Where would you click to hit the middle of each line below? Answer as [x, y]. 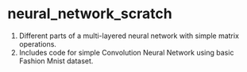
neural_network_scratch [90, 14]
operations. [38, 44]
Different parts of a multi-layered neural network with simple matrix [129, 36]
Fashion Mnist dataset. [56, 61]
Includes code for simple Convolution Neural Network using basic [126, 52]
